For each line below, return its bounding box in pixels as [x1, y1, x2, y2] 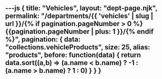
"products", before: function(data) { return [5, 51, 141, 59]
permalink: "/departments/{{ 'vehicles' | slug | [5, 12, 153, 20]
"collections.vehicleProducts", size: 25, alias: [5, 43, 150, 51]
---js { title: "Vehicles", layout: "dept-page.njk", [5, 4, 157, 12]
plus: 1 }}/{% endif [94, 27, 154, 36]
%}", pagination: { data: [5, 35, 81, 44]
